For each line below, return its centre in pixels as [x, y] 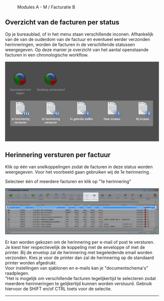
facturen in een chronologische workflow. [47, 55]
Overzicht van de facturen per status [62, 22]
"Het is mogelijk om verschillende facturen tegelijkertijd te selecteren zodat [81, 278]
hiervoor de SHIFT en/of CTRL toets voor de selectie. [59, 289]
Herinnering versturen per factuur [58, 155]
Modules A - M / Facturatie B [46, 7]
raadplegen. [17, 273]
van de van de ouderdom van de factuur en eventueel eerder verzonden [78, 39]
